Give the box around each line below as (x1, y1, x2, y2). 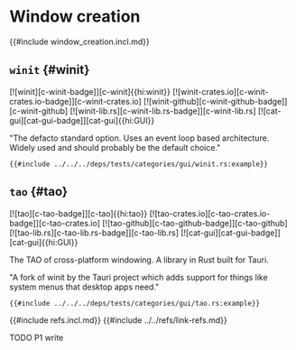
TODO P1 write (9, 332, 64, 343)
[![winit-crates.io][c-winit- (172, 86, 269, 97)
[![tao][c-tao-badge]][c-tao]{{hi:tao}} (9, 207, 148, 218)
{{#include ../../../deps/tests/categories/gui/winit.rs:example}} (9, 160, 269, 169)
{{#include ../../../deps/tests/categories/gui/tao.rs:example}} (9, 299, 260, 308)
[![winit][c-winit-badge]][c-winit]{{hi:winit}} (9, 86, 171, 97)
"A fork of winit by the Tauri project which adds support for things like (9, 272, 268, 282)
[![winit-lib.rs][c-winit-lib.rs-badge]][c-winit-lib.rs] (69, 106, 256, 116)
